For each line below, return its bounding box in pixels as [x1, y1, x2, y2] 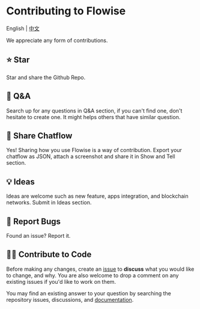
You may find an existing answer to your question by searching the [6, 289, 171, 297]
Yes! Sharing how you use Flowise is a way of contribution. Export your [6, 147, 182, 154]
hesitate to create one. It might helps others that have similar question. [6, 113, 181, 120]
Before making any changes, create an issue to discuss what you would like [6, 265, 195, 272]
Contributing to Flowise [6, 4, 126, 18]
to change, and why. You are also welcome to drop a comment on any [6, 271, 179, 279]
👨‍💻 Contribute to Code [6, 250, 92, 260]
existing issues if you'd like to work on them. [6, 278, 116, 285]
